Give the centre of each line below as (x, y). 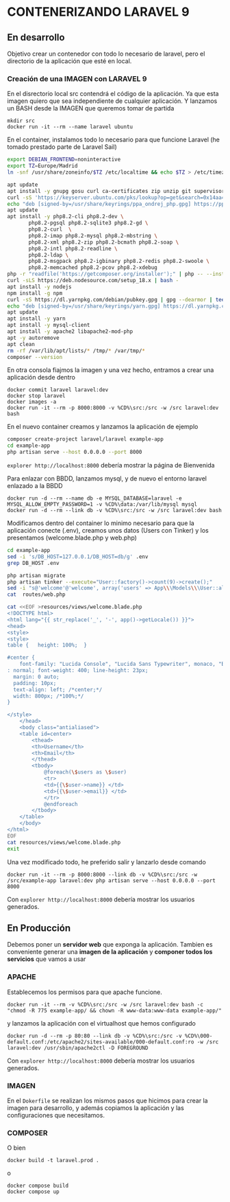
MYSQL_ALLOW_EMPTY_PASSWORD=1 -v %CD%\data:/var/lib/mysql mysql (102, 505)
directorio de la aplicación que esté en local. (69, 61)
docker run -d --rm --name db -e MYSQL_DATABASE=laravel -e (95, 498)
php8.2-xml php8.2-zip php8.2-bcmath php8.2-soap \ (104, 242)
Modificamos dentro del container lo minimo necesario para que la (101, 523)
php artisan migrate (37, 575)
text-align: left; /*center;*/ (58, 690)
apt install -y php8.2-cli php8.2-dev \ (66, 217)
